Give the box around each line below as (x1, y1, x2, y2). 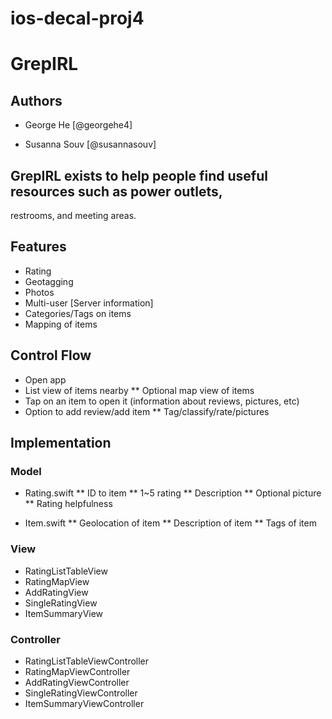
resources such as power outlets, (10, 183, 223, 200)
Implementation (10, 435, 112, 452)
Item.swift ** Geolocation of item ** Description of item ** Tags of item (24, 517, 317, 529)
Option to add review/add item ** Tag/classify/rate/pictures (24, 405, 270, 417)
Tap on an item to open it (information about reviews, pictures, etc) (24, 395, 300, 407)
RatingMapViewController (24, 665, 131, 677)
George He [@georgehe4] (24, 119, 133, 131)
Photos (24, 286, 55, 298)
